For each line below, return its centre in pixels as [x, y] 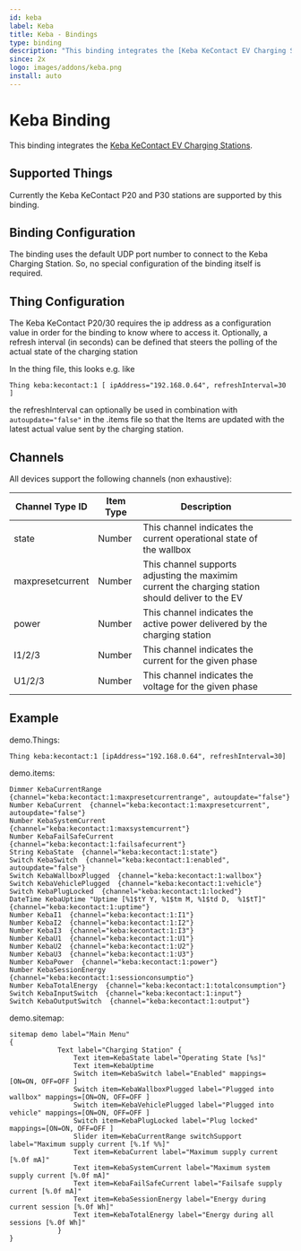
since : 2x [28, 59]
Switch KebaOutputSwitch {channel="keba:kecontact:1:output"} [130, 1001]
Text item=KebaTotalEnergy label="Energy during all [174, 1215]
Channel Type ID [51, 506]
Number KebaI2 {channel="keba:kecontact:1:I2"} [102, 923]
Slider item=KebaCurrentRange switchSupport [158, 1136]
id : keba [26, 17]
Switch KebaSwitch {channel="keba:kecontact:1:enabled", [120, 860]
